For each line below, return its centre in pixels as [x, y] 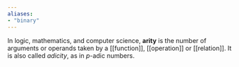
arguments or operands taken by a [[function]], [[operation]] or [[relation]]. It [119, 48]
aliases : [20, 14]
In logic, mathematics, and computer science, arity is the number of [107, 40]
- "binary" [23, 20]
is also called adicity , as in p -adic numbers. [71, 55]
